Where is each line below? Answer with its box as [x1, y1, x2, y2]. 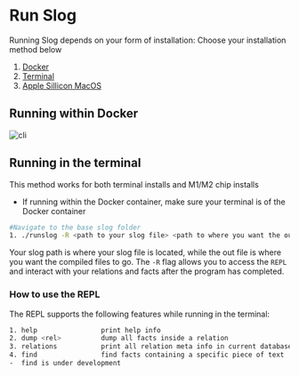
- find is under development [9, 359, 122, 368]
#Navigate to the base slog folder [9, 223, 141, 232]
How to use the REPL [9, 288, 101, 300]
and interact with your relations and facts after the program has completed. [9, 266, 285, 276]
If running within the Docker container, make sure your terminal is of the [21, 196, 287, 207]
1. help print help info [9, 325, 162, 334]
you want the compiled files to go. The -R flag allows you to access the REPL [9, 257, 287, 268]
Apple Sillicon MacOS [21, 80, 102, 91]
